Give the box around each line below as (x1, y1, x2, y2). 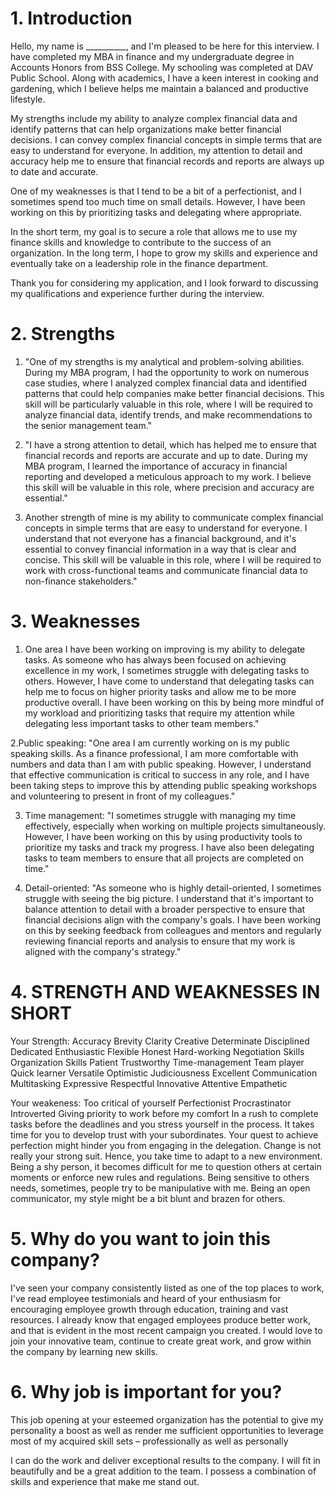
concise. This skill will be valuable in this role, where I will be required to (24, 553, 322, 566)
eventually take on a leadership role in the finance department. (10, 257, 269, 269)
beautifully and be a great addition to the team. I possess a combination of (10, 1465, 317, 1477)
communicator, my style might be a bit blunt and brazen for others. (10, 1192, 286, 1204)
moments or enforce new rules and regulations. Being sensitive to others (10, 1171, 310, 1183)
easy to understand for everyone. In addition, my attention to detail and (10, 144, 303, 156)
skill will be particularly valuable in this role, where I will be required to (24, 398, 313, 410)
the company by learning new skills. (10, 1345, 158, 1357)
